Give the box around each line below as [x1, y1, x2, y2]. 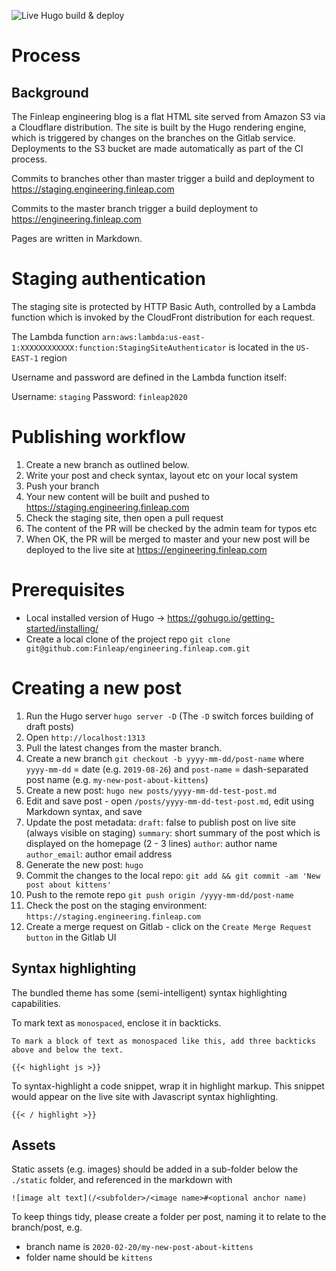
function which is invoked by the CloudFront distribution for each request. [11, 311, 315, 323]
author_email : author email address [25, 848, 173, 860]
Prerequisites [11, 579, 126, 602]
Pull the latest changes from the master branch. [25, 741, 223, 754]
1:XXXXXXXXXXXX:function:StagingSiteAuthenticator [11, 343, 227, 353]
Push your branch [25, 480, 100, 492]
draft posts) [25, 720, 75, 732]
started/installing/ [25, 622, 99, 634]
